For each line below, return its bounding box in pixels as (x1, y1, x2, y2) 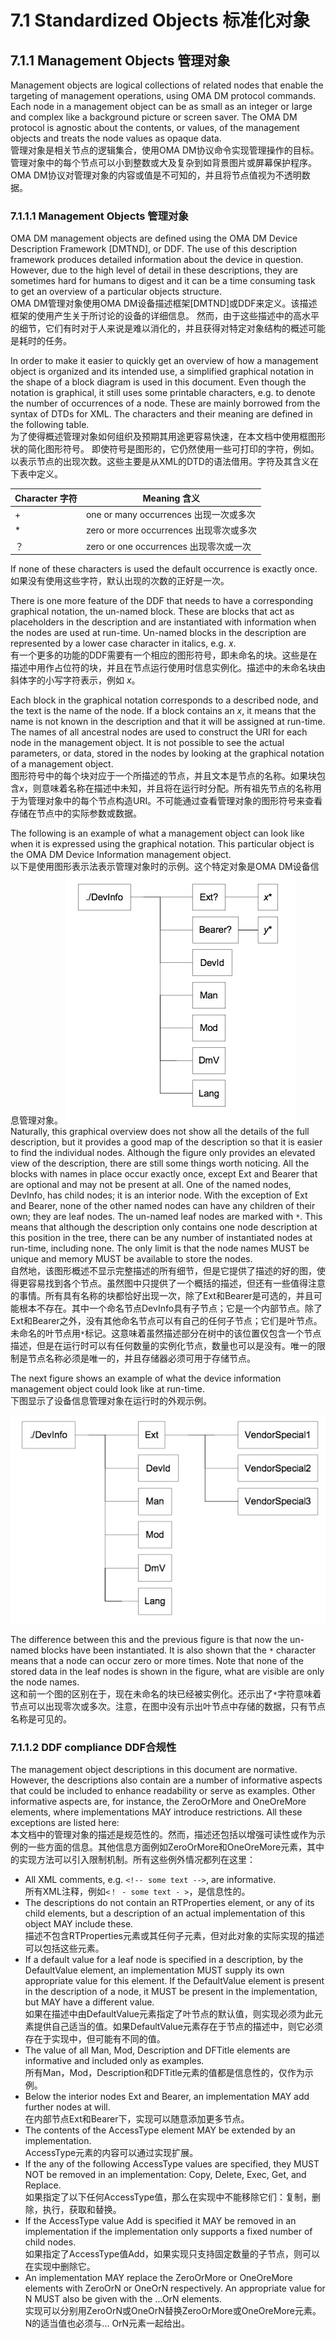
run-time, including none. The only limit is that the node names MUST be (10, 1242, 310, 1255)
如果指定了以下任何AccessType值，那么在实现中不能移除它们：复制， (24, 2191, 313, 2203)
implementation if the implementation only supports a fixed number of (24, 2226, 313, 2238)
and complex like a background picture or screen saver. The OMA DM (10, 111, 298, 123)
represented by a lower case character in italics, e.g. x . (10, 637, 237, 650)
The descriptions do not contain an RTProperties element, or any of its (24, 1897, 315, 1909)
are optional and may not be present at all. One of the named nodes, (10, 1179, 292, 1191)
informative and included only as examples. (24, 2055, 205, 2067)
